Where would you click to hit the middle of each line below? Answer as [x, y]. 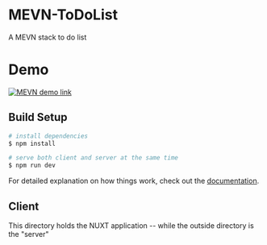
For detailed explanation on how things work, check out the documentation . [134, 181]
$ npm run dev [32, 166]
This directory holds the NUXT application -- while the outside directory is [131, 226]
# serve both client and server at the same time [94, 158]
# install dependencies [48, 136]
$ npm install [32, 143]
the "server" [29, 234]
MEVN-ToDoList [63, 15]
